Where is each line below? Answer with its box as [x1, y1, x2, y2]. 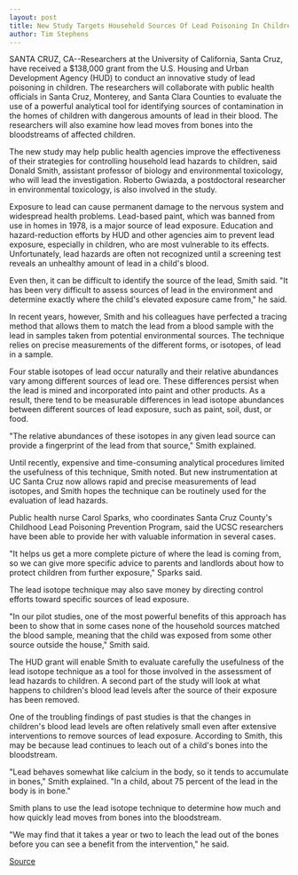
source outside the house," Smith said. [9, 640, 151, 650]
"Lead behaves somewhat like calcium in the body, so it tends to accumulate [9, 767, 289, 777]
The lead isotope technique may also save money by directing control [9, 585, 263, 595]
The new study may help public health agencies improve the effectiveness [9, 147, 281, 157]
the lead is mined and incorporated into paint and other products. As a [9, 386, 266, 396]
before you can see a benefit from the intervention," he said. [9, 839, 230, 849]
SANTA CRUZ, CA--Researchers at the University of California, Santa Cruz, [9, 54, 284, 65]
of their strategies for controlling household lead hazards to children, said [9, 156, 278, 167]
